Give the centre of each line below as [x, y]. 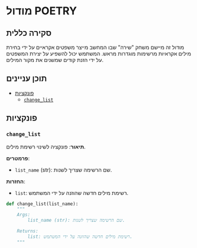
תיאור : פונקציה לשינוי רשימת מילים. [46, 147]
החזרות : [16, 181]
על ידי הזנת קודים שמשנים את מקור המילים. [55, 60]
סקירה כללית [29, 33]
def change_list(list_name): [42, 204]
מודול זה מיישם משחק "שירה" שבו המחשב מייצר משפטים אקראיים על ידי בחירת [95, 47]
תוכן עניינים [27, 79]
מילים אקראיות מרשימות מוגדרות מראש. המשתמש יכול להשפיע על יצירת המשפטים [99, 54]
